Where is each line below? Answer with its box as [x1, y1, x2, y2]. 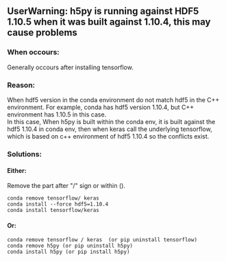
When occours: [7, 47, 60, 57]
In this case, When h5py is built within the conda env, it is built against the [7, 117, 216, 126]
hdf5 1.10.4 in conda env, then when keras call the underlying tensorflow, [7, 125, 212, 133]
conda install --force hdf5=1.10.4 [7, 201, 109, 208]
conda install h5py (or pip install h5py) [7, 248, 130, 256]
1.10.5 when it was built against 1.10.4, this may [7, 16, 211, 28]
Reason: [7, 80, 36, 90]
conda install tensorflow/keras [7, 207, 99, 214]
